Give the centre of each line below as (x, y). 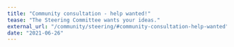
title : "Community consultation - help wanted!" (79, 13)
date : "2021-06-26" (36, 33)
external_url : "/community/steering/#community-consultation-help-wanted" (118, 26)
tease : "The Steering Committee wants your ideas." (84, 20)
